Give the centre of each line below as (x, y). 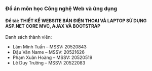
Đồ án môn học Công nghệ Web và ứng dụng (61, 9)
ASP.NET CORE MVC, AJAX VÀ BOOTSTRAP (53, 26)
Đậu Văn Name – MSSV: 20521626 (49, 52)
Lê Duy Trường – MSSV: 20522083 (49, 63)
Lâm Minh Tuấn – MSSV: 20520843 (50, 47)
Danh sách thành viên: (29, 37)
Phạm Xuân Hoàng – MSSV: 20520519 (52, 57)
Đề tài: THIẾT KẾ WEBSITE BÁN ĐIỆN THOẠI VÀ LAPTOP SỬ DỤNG (76, 21)
